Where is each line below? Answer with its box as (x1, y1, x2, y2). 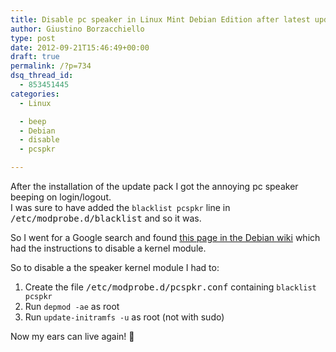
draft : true (10, 52, 60, 62)
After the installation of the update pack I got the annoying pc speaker (10, 181, 299, 192)
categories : (10, 89, 60, 99)
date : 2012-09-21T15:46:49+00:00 (10, 42, 150, 53)
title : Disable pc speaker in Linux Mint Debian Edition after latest (10, 14, 311, 25)
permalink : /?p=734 (10, 61, 92, 71)
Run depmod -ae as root (24, 301, 120, 312)
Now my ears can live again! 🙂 (10, 331, 135, 342)
